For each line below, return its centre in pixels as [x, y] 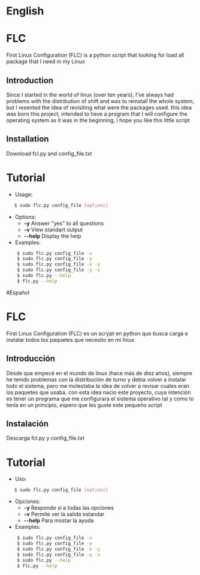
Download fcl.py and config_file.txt [49, 153]
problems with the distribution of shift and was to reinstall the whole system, [100, 101]
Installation [28, 139]
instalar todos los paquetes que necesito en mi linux [70, 339]
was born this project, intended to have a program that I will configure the [97, 114]
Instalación [28, 424]
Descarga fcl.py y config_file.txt [46, 438]
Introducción [31, 359]
